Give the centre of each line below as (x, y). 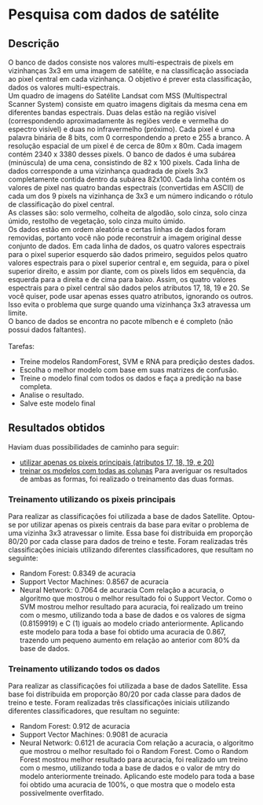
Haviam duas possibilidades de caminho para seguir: (93, 447)
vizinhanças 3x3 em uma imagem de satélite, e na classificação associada (128, 71)
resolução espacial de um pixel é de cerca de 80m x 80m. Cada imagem (125, 146)
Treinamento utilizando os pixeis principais (92, 499)
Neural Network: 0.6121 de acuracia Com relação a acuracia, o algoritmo (136, 743)
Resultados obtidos (57, 428)
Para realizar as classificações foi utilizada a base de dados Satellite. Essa (128, 686)
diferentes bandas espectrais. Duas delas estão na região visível (112, 112)
